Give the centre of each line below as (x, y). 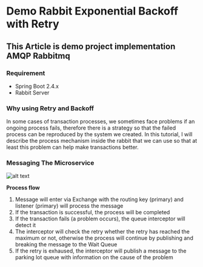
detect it (25, 225)
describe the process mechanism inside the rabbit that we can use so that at (102, 141)
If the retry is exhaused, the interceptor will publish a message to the (101, 251)
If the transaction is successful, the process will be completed (92, 213)
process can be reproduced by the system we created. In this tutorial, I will (99, 134)
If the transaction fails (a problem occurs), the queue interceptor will (100, 219)
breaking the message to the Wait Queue (66, 245)
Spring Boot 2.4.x (37, 86)
